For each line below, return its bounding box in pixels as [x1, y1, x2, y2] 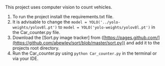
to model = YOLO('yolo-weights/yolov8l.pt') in [58, 24, 156, 30]
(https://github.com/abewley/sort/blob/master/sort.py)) [12, 40, 126, 46]
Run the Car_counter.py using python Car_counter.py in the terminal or [12, 50, 157, 56]
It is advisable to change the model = [12, 19, 87, 25]
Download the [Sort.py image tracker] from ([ [12, 34, 105, 40]
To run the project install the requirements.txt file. [12, 14, 114, 19]
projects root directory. [12, 45, 60, 51]
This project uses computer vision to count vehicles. [5, 4, 112, 10]
